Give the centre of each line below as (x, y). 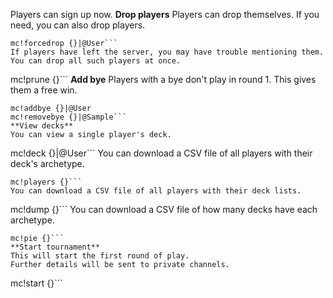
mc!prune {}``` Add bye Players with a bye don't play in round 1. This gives (163, 79)
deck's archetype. (47, 163)
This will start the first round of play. (100, 256)
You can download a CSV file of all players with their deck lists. (156, 191)
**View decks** (42, 126)
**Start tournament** (55, 247)
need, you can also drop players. (78, 25)
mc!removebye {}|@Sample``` (69, 117)
